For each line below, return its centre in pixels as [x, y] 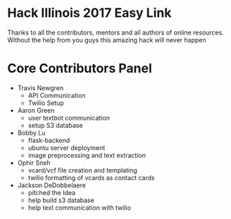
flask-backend [49, 140]
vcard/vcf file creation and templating [82, 170]
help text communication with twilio [80, 207]
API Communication [57, 95]
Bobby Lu [31, 132]
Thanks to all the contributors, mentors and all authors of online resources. [115, 32]
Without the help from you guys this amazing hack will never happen [107, 39]
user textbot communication [69, 118]
